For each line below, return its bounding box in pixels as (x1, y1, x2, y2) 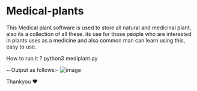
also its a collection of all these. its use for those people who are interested (6, 30, 192, 37)
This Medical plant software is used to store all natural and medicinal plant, (6, 24, 192, 31)
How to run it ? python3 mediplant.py (6, 54, 98, 62)
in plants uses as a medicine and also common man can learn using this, (6, 37, 186, 44)
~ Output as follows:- (6, 66, 59, 73)
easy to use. (6, 43, 37, 50)
